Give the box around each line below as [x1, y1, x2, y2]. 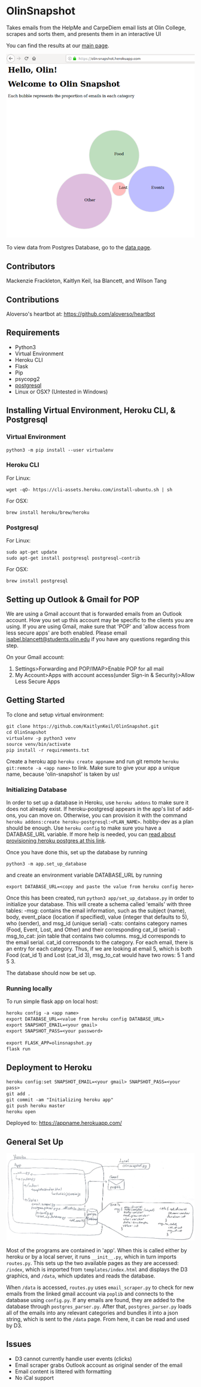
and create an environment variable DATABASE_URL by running [6, 871, 163, 879]
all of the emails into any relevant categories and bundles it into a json [6, 1309, 178, 1316]
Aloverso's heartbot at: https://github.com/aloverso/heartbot [6, 310, 156, 318]
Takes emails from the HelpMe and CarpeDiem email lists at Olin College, [6, 24, 187, 31]
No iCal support [14, 1374, 54, 1381]
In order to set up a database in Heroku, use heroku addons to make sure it [6, 799, 189, 806]
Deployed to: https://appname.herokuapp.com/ [6, 1120, 123, 1127]
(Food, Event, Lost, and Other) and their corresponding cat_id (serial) [6, 926, 176, 934]
